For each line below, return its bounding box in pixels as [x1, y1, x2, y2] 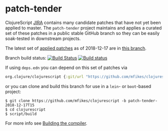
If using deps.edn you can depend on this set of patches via [5, 64, 127, 70]
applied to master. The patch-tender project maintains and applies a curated [5, 24, 162, 30]
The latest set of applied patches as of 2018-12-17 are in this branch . [5, 45, 146, 51]
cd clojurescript [9, 107, 46, 112]
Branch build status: [5, 54, 46, 60]
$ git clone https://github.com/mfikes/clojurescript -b [5, 98, 126, 103]
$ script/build [5, 111, 37, 116]
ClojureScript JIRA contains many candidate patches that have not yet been [5, 19, 161, 25]
